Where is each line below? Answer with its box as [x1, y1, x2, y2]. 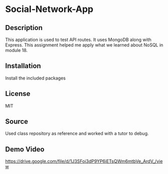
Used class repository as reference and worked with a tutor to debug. [5, 130, 149, 136]
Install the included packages [5, 75, 66, 81]
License [5, 89, 31, 98]
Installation [5, 61, 41, 70]
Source [5, 117, 29, 126]
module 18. [5, 47, 28, 53]
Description [5, 23, 43, 32]
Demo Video [5, 145, 45, 153]
